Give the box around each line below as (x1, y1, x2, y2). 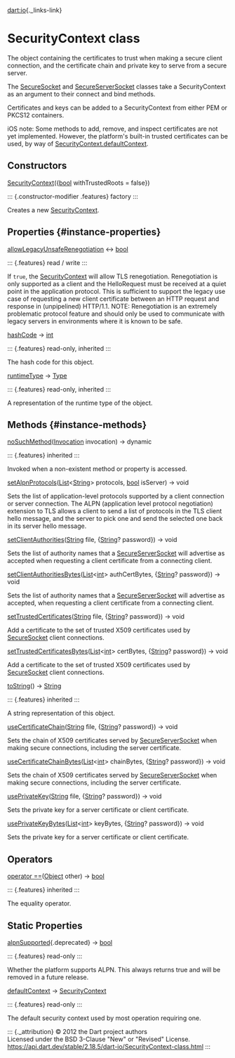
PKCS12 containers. (7, 110, 65, 119)
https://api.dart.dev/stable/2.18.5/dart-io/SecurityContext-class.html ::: (7, 1043, 211, 1050)
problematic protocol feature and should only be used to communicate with (7, 309, 225, 318)
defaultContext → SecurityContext (7, 987, 107, 995)
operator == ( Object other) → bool (7, 872, 105, 881)
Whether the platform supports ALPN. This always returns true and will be (7, 966, 221, 974)
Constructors (7, 160, 67, 172)
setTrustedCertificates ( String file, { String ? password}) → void (7, 612, 184, 621)
